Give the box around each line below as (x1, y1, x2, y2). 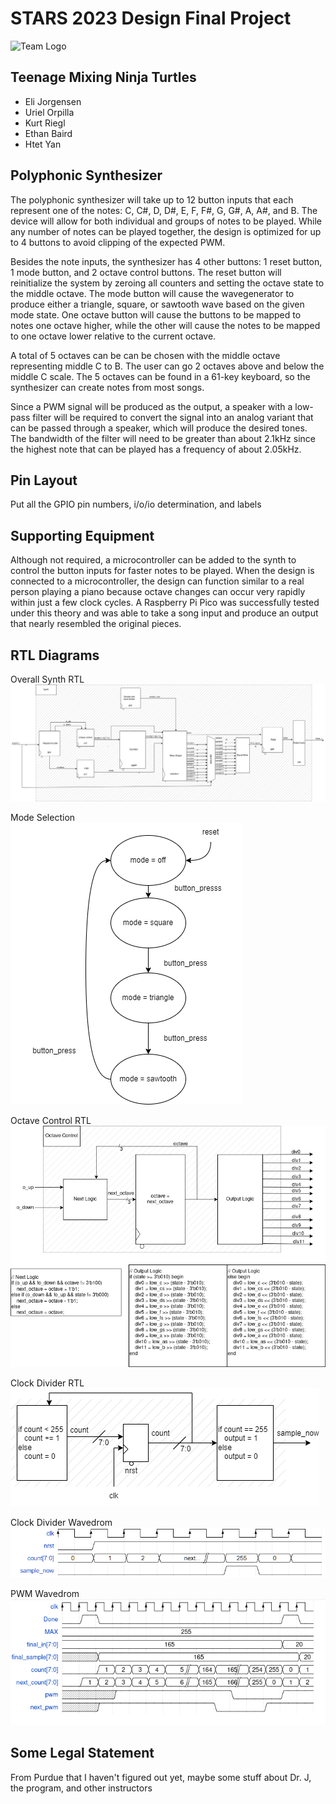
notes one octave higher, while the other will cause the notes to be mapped (10, 319, 321, 331)
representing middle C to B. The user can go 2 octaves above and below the (10, 360, 325, 372)
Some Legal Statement (10, 1745, 155, 1762)
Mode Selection (10, 811, 76, 823)
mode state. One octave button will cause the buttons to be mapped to (10, 308, 302, 321)
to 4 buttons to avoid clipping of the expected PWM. (10, 236, 226, 248)
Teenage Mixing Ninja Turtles (10, 69, 197, 86)
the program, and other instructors (10, 1782, 153, 1794)
